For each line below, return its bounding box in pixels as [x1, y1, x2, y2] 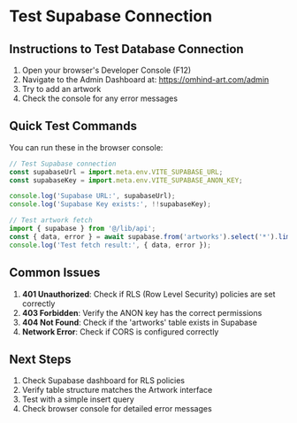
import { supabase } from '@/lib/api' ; [9, 224, 156, 234]
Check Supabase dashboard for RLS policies [21, 375, 186, 386]
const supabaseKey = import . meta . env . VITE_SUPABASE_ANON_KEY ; [9, 175, 243, 185]
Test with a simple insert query [21, 394, 134, 404]
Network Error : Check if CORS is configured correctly [21, 326, 219, 337]
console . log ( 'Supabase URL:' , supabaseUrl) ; [9, 192, 176, 201]
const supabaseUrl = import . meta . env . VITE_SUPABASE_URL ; [9, 167, 224, 176]
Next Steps [9, 351, 72, 366]
